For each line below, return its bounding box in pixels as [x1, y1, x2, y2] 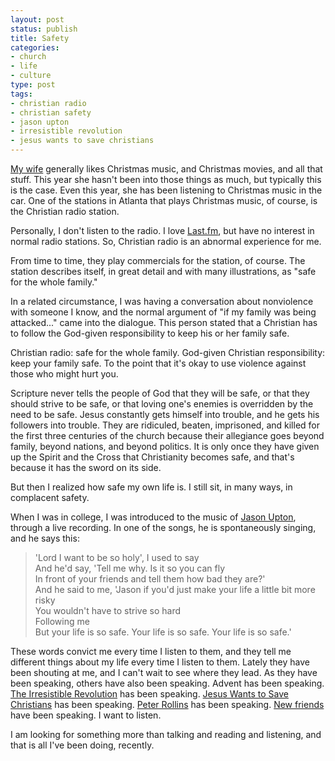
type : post [10, 80, 56, 90]
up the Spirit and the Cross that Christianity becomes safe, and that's [10, 451, 295, 463]
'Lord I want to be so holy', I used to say [34, 552, 200, 563]
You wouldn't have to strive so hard [34, 605, 181, 616]
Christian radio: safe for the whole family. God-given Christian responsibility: [10, 347, 326, 358]
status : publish [10, 24, 78, 34]
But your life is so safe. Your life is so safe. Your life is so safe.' [34, 626, 292, 638]
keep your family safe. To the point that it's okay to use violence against [10, 357, 307, 369]
